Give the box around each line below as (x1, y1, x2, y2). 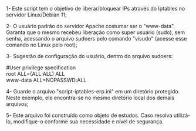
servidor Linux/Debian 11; (6, 11, 67, 18)
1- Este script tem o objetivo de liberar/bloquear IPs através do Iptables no (6, 5, 185, 12)
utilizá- (173, 112, 191, 119)
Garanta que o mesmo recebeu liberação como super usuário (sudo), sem (6, 29, 185, 36)
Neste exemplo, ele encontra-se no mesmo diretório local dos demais (6, 94, 175, 101)
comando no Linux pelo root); (6, 41, 77, 48)
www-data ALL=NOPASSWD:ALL (6, 76, 87, 83)
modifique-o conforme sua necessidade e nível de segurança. (13, 118, 164, 125)
